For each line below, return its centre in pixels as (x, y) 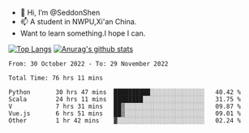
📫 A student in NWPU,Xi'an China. (78, 21)
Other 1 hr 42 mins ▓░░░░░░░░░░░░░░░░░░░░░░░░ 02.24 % (125, 121)
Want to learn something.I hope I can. (83, 33)
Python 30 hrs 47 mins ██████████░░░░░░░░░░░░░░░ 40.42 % (125, 92)
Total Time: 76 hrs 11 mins (56, 78)
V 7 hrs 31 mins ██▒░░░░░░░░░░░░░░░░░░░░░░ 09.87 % (125, 106)
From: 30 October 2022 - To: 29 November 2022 (88, 64)
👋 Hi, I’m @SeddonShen (60, 13)
